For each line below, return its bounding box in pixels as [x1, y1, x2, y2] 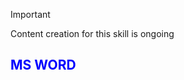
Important [10, 9, 51, 20]
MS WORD [10, 57, 77, 74]
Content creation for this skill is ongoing [10, 28, 175, 39]
